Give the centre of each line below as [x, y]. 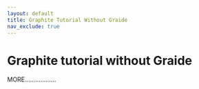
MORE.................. [32, 79]
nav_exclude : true [33, 26]
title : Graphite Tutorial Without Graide [67, 20]
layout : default [30, 13]
